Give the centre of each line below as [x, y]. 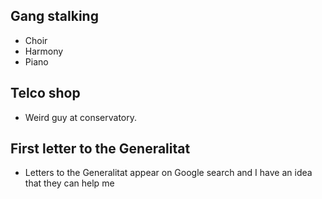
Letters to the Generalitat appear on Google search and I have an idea [168, 173]
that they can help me [69, 183]
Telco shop [45, 93]
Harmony [44, 51]
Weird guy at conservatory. [81, 117]
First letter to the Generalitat [100, 149]
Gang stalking [54, 16]
